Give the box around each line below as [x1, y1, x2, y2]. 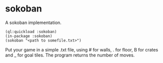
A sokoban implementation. [5, 19, 61, 25]
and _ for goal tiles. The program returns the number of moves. [5, 52, 135, 58]
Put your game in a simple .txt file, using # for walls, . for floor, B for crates [5, 46, 158, 52]
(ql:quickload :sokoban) [5, 29, 57, 34]
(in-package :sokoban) [5, 33, 52, 38]
